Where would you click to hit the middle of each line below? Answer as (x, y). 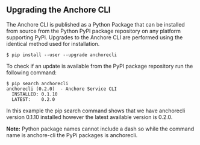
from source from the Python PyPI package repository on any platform (93, 31)
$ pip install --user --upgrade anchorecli (62, 55)
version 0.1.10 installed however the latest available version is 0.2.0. (89, 117)
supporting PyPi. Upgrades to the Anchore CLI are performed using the (95, 37)
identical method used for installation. (53, 43)
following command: (32, 72)
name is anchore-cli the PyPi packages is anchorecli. (72, 135)
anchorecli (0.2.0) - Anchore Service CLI (62, 89)
